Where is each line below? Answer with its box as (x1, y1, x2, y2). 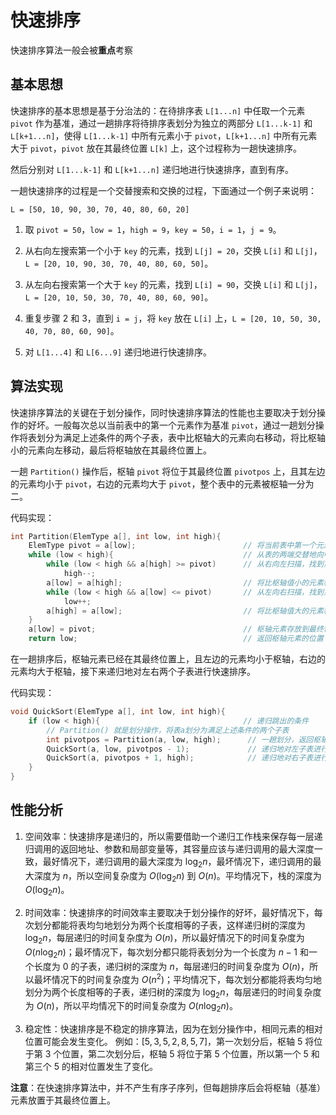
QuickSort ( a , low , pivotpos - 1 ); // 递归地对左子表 (46, 744, 314, 754)
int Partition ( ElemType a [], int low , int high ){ (10, 531, 222, 541)
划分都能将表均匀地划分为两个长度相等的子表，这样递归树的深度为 (33, 919, 306, 931)
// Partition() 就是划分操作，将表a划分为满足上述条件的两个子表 (46, 725, 290, 735)
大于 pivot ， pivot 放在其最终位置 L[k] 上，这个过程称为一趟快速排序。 (10, 142, 302, 154)
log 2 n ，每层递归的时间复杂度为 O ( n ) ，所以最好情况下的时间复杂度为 (24, 932, 305, 946)
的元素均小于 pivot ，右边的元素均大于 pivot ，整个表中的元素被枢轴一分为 (10, 477, 315, 490)
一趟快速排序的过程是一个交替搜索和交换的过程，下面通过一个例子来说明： (10, 184, 317, 196)
